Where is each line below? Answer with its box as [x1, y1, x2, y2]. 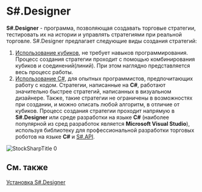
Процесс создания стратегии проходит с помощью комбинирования [15, 55, 195, 63]
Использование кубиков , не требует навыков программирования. [15, 49, 189, 56]
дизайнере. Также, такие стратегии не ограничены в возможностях [15, 94, 193, 101]
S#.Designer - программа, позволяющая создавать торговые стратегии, [6, 24, 196, 32]
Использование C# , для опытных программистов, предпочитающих [15, 75, 193, 82]
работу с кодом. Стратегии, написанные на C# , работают [15, 81, 166, 89]
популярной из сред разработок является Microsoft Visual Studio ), [15, 120, 190, 127]
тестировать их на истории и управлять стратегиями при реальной [6, 30, 183, 38]
